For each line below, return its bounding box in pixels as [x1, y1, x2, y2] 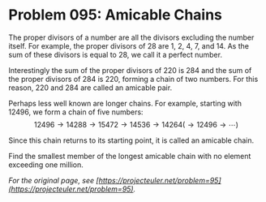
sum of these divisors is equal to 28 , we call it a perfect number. [8, 49, 223, 59]
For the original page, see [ [8, 175, 99, 185]
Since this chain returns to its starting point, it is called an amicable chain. [8, 135, 255, 145]
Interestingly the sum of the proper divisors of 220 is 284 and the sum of [8, 65, 252, 75]
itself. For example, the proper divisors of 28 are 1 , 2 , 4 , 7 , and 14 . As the [8, 41, 250, 50]
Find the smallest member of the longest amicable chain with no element [8, 151, 251, 161]
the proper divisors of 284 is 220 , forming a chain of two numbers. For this [8, 74, 259, 84]
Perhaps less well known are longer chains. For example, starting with [8, 98, 242, 108]
